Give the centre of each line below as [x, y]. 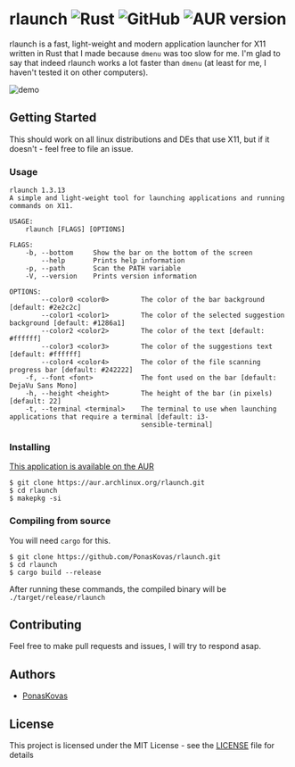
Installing [30, 446]
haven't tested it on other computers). [79, 72]
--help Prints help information [113, 261]
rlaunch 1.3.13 [37, 191]
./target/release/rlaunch [57, 597]
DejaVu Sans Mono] [43, 386]
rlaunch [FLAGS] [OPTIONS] [75, 229]
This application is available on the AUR [82, 467]
